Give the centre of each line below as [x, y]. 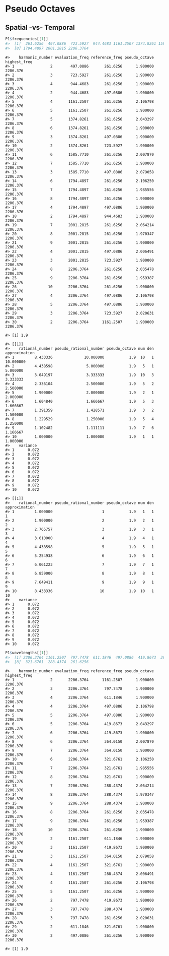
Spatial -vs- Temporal [40, 27]
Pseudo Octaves [40, 9]
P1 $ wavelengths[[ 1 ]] [27, 653]
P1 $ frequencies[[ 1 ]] [27, 39]
